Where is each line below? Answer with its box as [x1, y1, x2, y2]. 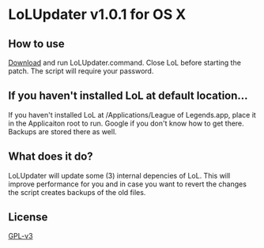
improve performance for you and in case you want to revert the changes [8, 179, 247, 189]
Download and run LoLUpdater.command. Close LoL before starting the [8, 58, 241, 67]
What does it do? [8, 150, 93, 163]
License [8, 211, 48, 224]
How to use [8, 37, 65, 51]
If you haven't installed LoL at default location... [8, 89, 248, 103]
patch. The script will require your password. [8, 66, 154, 76]
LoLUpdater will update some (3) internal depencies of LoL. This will [8, 171, 231, 180]
